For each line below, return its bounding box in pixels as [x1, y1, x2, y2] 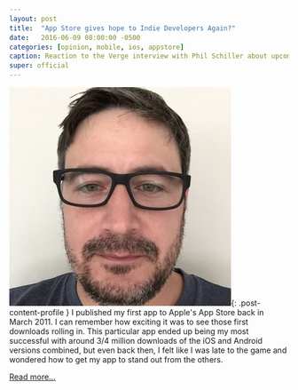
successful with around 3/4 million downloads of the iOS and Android [9, 336, 263, 346]
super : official [9, 61, 69, 70]
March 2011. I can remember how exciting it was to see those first [9, 316, 248, 327]
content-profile [9, 307, 65, 317]
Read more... [9, 371, 56, 382]
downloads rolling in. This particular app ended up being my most [9, 326, 249, 337]
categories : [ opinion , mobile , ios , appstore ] [9, 43, 184, 52]
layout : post [9, 14, 58, 23]
